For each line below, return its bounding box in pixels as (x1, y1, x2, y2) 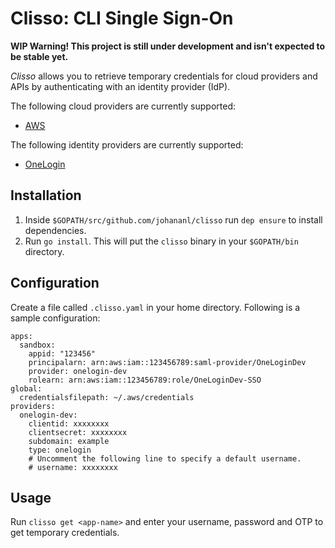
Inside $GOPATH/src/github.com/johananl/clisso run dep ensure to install (24, 213, 323, 226)
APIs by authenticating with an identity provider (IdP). (10, 80, 231, 92)
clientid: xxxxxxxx (28, 418, 110, 429)
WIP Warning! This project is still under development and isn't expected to (10, 40, 326, 52)
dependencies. (24, 224, 87, 236)
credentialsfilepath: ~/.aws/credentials (19, 392, 195, 402)
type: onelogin (28, 445, 92, 455)
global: (10, 383, 43, 394)
